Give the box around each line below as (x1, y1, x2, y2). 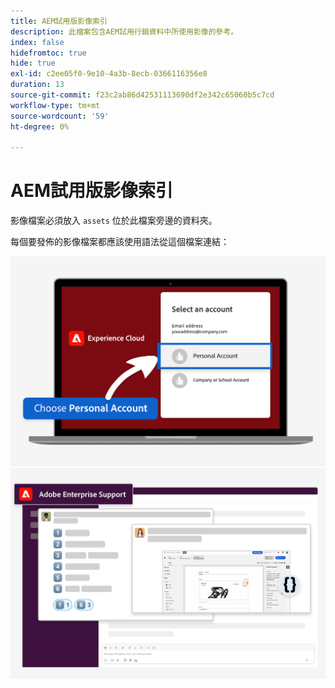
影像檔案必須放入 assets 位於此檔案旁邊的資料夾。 (10, 215, 218, 227)
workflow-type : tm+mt (10, 100, 101, 110)
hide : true (10, 58, 56, 69)
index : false (10, 37, 65, 47)
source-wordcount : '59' (10, 111, 110, 121)
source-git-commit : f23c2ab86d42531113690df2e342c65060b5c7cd (10, 90, 275, 100)
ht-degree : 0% (10, 121, 70, 132)
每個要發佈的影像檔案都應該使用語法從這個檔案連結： (10, 236, 230, 248)
